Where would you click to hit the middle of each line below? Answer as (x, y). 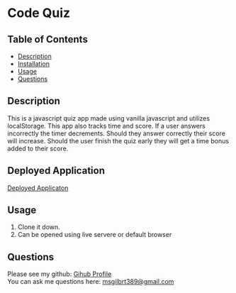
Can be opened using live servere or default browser (95, 235)
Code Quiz (39, 13)
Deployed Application (56, 171)
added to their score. (38, 148)
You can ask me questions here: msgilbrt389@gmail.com (91, 282)
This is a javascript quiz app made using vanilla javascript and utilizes (109, 118)
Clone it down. (39, 227)
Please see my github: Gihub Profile (60, 274)
